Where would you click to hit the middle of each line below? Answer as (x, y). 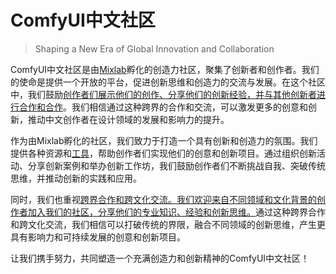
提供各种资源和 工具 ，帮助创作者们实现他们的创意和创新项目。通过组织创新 (163, 153)
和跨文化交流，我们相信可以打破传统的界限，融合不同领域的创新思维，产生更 (168, 224)
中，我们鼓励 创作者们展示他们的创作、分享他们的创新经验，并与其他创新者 (163, 94)
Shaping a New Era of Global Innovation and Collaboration (154, 48)
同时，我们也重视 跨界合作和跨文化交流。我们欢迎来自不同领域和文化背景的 (163, 199)
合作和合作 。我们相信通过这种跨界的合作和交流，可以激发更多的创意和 (163, 107)
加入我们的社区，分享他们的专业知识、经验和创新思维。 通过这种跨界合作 (176, 212)
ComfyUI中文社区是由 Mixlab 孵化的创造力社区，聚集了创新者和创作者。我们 (165, 69)
